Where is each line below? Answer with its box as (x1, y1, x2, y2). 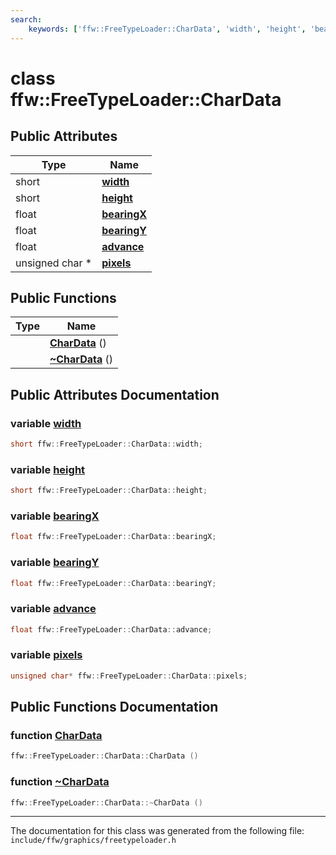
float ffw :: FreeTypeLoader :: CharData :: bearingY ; (10, 578, 217, 588)
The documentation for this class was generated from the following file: (10, 825, 305, 837)
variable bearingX (10, 509, 100, 523)
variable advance (10, 602, 97, 616)
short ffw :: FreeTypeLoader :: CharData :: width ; (10, 439, 203, 449)
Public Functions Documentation (10, 699, 219, 716)
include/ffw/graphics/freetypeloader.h (10, 836, 177, 846)
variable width (10, 416, 82, 430)
